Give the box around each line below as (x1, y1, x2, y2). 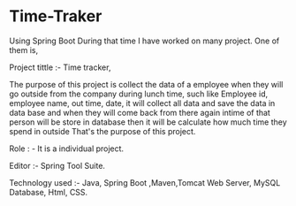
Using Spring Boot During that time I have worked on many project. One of (9, 35, 280, 46)
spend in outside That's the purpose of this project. (9, 126, 196, 136)
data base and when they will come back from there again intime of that (9, 107, 271, 118)
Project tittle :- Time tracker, (9, 62, 111, 72)
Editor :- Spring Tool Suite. (9, 160, 106, 171)
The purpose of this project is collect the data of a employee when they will (9, 79, 284, 89)
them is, (9, 44, 39, 55)
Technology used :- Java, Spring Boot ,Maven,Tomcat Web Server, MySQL (9, 177, 281, 187)
